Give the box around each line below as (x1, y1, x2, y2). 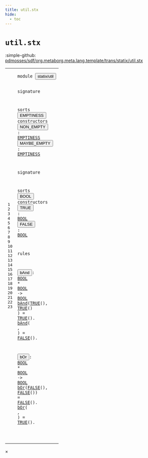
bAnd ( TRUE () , (17, 300, 48, 306)
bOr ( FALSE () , (17, 385, 48, 391)
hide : (5, 12, 16, 17)
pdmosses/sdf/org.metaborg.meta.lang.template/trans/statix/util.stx (5, 58, 143, 64)
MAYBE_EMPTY (19, 141, 51, 146)
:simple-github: (5, 53, 36, 59)
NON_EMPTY (19, 125, 46, 130)
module (17, 73, 33, 79)
